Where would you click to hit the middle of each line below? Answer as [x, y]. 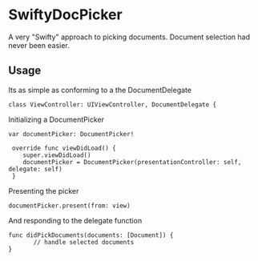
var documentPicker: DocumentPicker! [71, 134]
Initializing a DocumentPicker [56, 119]
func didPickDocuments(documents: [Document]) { [91, 235]
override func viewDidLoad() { [64, 148]
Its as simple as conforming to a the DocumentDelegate [100, 90]
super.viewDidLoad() [57, 155]
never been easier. [39, 45]
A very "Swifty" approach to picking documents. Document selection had [129, 37]
